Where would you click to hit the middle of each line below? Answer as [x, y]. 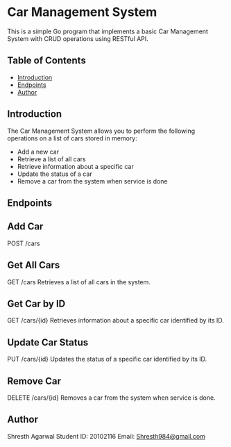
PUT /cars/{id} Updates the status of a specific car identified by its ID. [107, 359]
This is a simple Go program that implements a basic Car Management [108, 31]
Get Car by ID [36, 303]
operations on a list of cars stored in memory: [72, 138]
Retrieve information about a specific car [75, 166]
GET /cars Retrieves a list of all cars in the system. [79, 282]
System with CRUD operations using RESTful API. [78, 38]
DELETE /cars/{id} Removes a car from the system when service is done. [112, 398]
